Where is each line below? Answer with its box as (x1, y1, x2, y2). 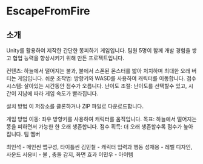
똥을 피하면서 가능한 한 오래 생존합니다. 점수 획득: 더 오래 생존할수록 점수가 (6, 123, 182, 130)
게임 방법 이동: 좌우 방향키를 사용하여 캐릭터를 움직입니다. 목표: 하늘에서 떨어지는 (6, 116, 197, 122)
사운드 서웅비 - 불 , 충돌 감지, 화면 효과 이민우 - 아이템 (6, 151, 133, 158)
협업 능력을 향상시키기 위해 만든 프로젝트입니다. (12, 54, 125, 61)
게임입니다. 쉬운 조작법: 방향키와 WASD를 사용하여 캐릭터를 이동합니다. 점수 (17, 75, 197, 82)
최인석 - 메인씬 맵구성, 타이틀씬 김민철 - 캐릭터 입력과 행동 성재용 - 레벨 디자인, (6, 143, 193, 150)
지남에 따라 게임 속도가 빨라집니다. (17, 90, 99, 97)
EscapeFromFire (6, 4, 90, 18)
